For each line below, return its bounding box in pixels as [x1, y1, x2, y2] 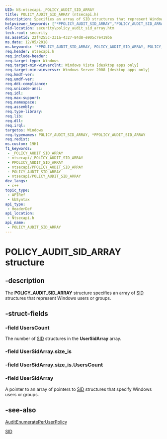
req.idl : [5, 91, 23, 96]
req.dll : [5, 118, 23, 123]
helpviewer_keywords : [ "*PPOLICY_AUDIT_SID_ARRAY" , [5, 21, 114, 26]
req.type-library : [5, 109, 43, 114]
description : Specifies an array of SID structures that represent [5, 16, 148, 21]
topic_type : [5, 188, 30, 193]
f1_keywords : [5, 146, 32, 151]
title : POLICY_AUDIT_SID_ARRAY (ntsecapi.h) [5, 12, 99, 17]
